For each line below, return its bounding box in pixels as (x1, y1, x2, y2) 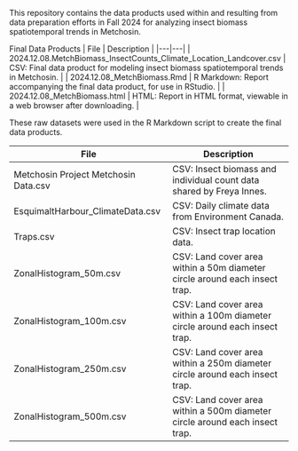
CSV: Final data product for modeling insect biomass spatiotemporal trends (9, 62, 284, 73)
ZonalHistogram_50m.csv (13, 267, 122, 279)
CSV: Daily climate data (172, 200, 271, 211)
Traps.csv (13, 231, 55, 242)
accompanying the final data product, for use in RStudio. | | (9, 82, 225, 91)
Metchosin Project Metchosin (13, 169, 136, 180)
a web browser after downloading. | (9, 100, 139, 110)
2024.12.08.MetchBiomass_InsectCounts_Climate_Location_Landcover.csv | (9, 53, 286, 63)
